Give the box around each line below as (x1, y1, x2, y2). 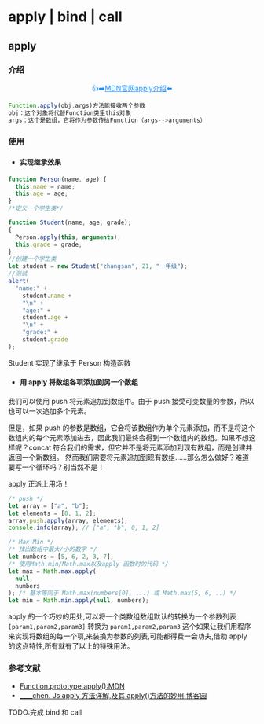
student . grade (22, 336, 68, 344)
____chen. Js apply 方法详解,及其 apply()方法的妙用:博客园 (19, 690, 207, 700)
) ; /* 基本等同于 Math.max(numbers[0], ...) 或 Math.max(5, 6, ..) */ (8, 590, 237, 597)
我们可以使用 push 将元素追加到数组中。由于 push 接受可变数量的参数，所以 (8, 396, 255, 406)
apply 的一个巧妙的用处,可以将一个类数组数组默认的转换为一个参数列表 (8, 612, 237, 621)
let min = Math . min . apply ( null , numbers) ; (8, 597, 149, 605)
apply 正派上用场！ (8, 479, 70, 488)
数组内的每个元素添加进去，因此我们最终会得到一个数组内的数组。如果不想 (8, 432, 249, 442)
